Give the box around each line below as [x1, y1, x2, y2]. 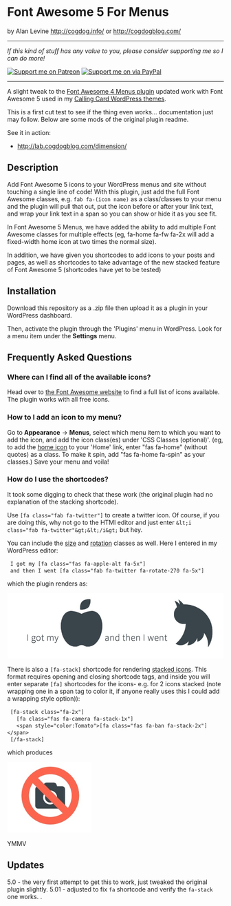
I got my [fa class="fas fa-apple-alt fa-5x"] [10, 560, 146, 567]
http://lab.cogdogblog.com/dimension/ [16, 142, 127, 150]
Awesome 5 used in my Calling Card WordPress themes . [7, 94, 166, 103]
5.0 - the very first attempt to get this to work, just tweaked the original [7, 878, 208, 886]
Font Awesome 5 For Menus [7, 4, 170, 20]
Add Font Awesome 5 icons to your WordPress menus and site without [7, 180, 206, 188]
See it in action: [7, 128, 52, 136]
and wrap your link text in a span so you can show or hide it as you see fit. [7, 209, 217, 218]
